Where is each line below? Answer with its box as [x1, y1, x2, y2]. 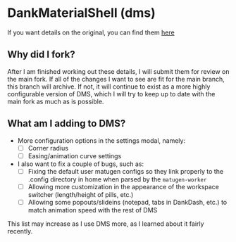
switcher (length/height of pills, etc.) [27, 190, 134, 198]
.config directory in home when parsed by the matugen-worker [27, 174, 207, 184]
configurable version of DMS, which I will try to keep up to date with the [7, 89, 216, 98]
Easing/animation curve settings [27, 151, 122, 160]
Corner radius [27, 144, 69, 152]
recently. [7, 227, 33, 235]
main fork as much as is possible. [7, 97, 104, 106]
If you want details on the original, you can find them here [7, 28, 175, 37]
